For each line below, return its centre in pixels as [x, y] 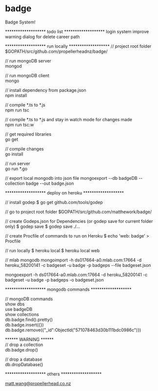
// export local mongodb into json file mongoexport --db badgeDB [71, 178]
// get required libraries [28, 134]
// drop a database [24, 359]
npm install [16, 95]
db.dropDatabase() [24, 364]
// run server [18, 163]
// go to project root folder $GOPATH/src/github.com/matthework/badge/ [79, 212]
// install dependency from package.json [46, 90]
